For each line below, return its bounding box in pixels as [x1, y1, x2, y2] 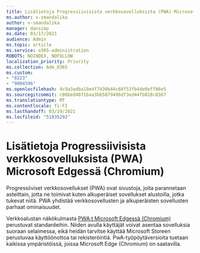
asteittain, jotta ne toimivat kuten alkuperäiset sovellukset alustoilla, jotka [6, 191, 185, 198]
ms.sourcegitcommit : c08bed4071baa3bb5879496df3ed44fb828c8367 [6, 92, 167, 98]
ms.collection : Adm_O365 [6, 64, 68, 70]
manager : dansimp [6, 25, 49, 32]
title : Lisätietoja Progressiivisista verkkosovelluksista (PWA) [6, 8, 171, 15]
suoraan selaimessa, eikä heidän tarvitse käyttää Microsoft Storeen [6, 227, 171, 235]
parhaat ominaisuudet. [6, 204, 61, 211]
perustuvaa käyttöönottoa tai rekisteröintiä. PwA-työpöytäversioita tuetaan [6, 234, 189, 241]
